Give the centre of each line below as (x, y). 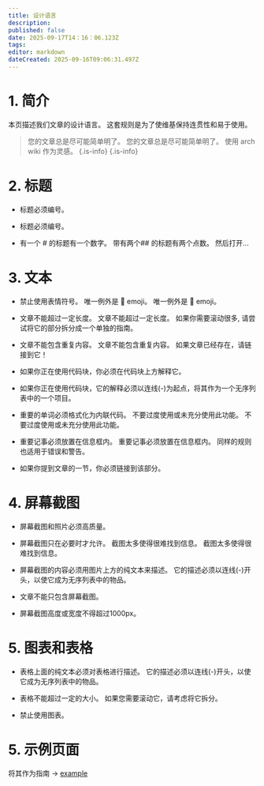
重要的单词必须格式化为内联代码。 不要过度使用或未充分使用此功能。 (131, 415)
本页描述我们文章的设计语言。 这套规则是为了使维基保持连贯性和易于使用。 (130, 124)
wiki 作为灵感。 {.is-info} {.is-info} (83, 151)
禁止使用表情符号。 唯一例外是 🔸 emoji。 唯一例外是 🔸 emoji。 (120, 301)
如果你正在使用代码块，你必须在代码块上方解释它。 (102, 371)
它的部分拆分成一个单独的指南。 (86, 328)
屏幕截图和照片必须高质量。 (65, 526)
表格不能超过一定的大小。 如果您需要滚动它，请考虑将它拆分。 (121, 698)
